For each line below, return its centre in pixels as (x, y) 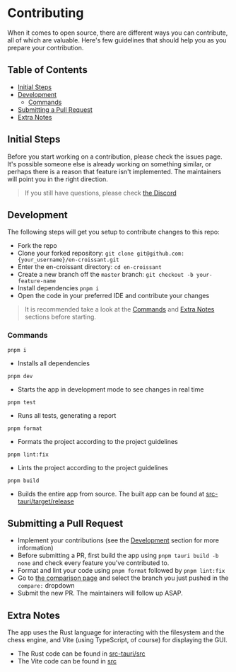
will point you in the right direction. (58, 179)
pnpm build (23, 480)
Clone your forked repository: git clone (76, 254)
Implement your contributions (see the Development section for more (118, 540)
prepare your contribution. (46, 47)
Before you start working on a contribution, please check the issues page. (115, 156)
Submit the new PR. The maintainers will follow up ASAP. (100, 593)
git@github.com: (161, 254)
